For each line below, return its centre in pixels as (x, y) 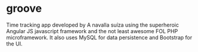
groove (24, 9)
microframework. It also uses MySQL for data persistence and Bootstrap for (99, 37)
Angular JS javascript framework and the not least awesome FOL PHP (92, 31)
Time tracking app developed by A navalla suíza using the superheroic (92, 25)
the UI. (14, 44)
